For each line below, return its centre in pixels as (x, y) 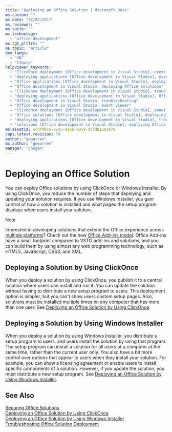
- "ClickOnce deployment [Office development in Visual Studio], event (88, 72)
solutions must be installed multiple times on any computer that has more (82, 302)
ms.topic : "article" (27, 48)
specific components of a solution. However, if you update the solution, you (85, 368)
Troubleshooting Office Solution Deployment (52, 424)
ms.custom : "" (20, 15)
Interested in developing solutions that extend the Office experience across (85, 229)
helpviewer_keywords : (28, 67)
